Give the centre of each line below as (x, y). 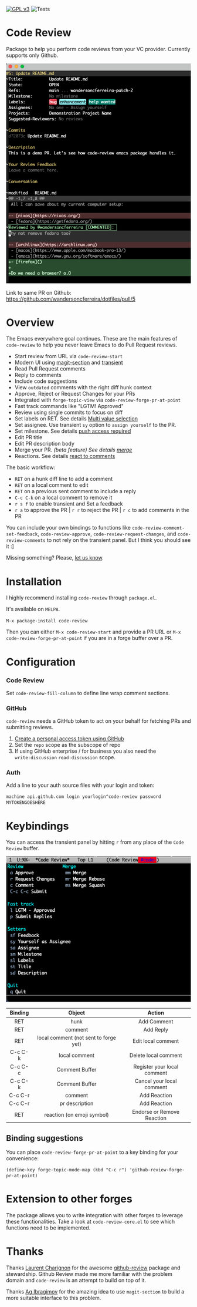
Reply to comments (38, 375)
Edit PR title (28, 437)
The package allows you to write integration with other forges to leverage (95, 1215)
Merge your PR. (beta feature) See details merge (73, 450)
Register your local (156, 1066)
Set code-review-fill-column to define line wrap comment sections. (88, 693)
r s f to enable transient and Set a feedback (69, 504)
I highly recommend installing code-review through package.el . (81, 598)
